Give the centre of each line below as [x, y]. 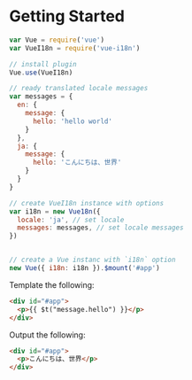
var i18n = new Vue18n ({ [55, 211]
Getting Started [67, 16]
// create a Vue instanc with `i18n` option [92, 260]
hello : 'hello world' [73, 121]
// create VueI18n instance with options [87, 203]
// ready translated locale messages [79, 89]
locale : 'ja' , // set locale [71, 220]
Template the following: [52, 284]
